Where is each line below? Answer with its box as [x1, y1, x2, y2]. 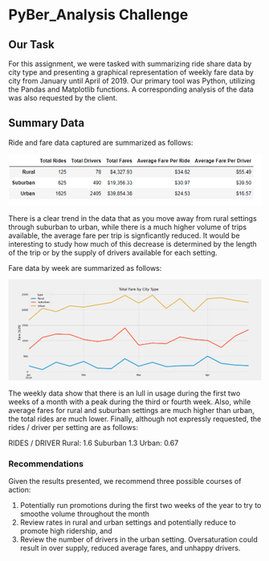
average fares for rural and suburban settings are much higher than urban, [8, 406, 255, 416]
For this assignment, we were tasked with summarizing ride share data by [8, 59, 252, 68]
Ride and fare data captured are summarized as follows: [8, 137, 194, 147]
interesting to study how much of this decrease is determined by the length [8, 239, 257, 248]
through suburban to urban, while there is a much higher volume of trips [8, 222, 247, 231]
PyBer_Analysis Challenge [8, 6, 189, 24]
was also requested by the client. [8, 93, 118, 102]
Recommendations [8, 458, 84, 469]
